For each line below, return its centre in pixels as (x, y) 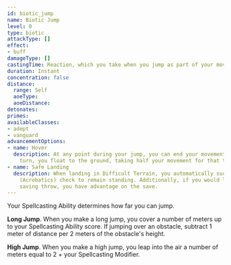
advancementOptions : (37, 142)
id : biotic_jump (30, 13)
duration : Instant (33, 71)
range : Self (31, 90)
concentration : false (38, 77)
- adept (18, 129)
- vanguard (23, 135)
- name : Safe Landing (38, 167)
